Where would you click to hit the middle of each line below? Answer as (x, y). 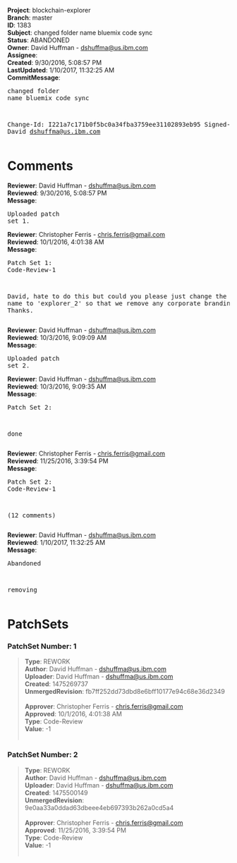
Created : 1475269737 (56, 684)
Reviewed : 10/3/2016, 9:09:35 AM (57, 386)
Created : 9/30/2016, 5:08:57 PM (55, 62)
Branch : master (30, 18)
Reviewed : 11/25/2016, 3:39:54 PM (58, 460)
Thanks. (20, 310)
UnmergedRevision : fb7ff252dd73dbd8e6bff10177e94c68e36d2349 (125, 692)
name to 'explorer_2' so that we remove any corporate (104, 303)
